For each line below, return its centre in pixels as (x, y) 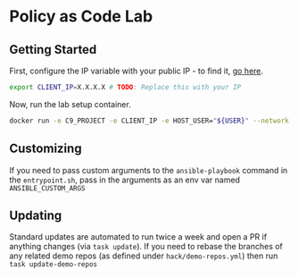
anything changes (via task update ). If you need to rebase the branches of (146, 247)
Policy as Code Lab (81, 17)
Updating (36, 215)
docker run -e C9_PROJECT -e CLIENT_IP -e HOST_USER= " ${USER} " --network (149, 121)
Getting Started (53, 50)
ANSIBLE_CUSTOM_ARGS (48, 188)
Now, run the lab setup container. (70, 104)
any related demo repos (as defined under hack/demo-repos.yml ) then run (144, 256)
